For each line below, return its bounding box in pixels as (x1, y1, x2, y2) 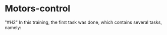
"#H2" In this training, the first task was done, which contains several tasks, (5, 19, 162, 25)
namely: (5, 24, 21, 30)
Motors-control (5, 3, 71, 14)
